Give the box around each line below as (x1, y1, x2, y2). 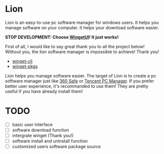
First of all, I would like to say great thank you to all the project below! (5, 43, 145, 49)
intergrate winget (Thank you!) (12, 133, 74, 138)
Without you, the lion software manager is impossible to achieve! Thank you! (5, 49, 159, 55)
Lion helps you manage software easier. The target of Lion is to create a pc (5, 73, 157, 78)
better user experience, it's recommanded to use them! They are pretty (5, 83, 148, 89)
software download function (12, 127, 70, 133)
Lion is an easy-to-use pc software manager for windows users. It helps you (5, 19, 159, 25)
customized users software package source (12, 144, 101, 150)
